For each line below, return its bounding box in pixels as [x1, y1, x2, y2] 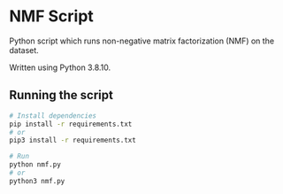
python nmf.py [9, 160, 62, 169]
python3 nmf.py [9, 176, 65, 185]
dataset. [9, 44, 40, 55]
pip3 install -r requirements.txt [9, 136, 137, 145]
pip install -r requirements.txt [9, 120, 133, 128]
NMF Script [9, 6, 95, 27]
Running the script [9, 88, 113, 103]
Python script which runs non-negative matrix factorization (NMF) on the [9, 35, 275, 46]
